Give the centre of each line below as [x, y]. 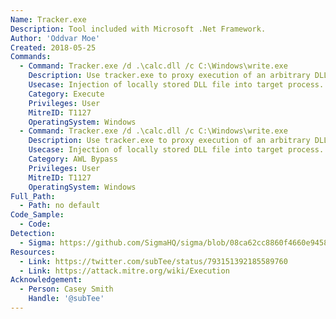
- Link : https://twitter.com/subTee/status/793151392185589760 [153, 261]
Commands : [31, 57]
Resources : [33, 252]
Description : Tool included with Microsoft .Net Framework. [138, 29]
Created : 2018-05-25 [53, 47]
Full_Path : [33, 196]
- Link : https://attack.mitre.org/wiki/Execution [124, 271]
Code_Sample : [37, 215]
